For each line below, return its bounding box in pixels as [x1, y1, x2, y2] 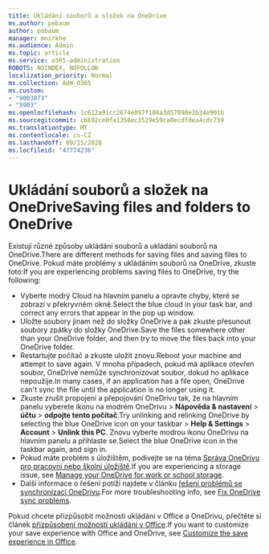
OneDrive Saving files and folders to [8, 198, 251, 216]
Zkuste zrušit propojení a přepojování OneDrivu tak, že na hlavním [19, 393, 238, 403]
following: [8, 275, 41, 285]
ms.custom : [8, 86, 45, 95]
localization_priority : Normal [8, 71, 113, 79]
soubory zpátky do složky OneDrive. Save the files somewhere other [19, 325, 246, 335]
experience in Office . [8, 537, 78, 547]
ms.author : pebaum [8, 19, 70, 27]
